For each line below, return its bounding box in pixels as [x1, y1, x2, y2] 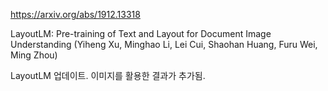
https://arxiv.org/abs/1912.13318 [10, 9, 141, 20]
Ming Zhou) [10, 49, 58, 61]
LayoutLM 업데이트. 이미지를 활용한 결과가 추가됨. [10, 70, 206, 81]
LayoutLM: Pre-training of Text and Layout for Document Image [10, 28, 272, 39]
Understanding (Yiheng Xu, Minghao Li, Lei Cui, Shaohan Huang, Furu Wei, [10, 39, 318, 50]
